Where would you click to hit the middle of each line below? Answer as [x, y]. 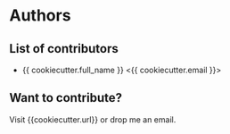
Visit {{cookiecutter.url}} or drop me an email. [93, 119]
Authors [40, 16]
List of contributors [64, 49]
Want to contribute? [66, 98]
